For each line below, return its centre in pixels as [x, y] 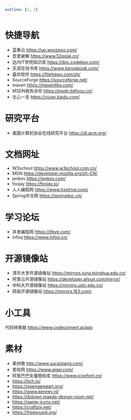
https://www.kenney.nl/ [36, 392]
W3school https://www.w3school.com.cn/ [54, 168]
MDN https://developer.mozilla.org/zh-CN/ [55, 174]
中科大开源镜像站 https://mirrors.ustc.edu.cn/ [57, 285]
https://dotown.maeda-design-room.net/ [53, 397]
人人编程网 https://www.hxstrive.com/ [50, 190]
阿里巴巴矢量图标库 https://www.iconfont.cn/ [57, 376]
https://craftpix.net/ [32, 407]
